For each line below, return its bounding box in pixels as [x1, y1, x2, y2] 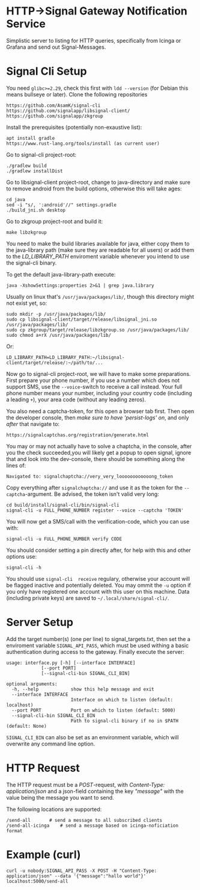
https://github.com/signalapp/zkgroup [6, 113, 103, 119]
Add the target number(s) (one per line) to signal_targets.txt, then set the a [6, 635, 191, 642]
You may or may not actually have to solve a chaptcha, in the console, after [6, 442, 192, 450]
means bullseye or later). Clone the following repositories [6, 90, 148, 98]
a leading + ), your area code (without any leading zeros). [6, 396, 146, 403]
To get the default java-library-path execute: [6, 271, 116, 278]
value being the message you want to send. [6, 794, 114, 801]
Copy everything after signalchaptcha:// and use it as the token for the [6, 484, 183, 491]
